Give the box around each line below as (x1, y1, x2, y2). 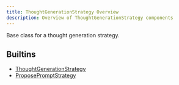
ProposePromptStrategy (15, 72, 76, 79)
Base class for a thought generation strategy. (6, 31, 120, 39)
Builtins (6, 49, 36, 59)
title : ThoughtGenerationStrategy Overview (6, 9, 119, 15)
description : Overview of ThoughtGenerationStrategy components (6, 15, 174, 21)
